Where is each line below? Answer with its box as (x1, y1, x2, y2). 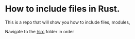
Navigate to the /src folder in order (5, 28, 74, 34)
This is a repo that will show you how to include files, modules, (5, 19, 130, 25)
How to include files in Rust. (5, 3, 120, 14)
